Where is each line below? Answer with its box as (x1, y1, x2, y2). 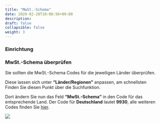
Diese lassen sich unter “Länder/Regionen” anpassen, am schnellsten (5, 79, 147, 85)
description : (5, 16, 32, 21)
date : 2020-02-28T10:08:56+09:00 (5, 12, 73, 17)
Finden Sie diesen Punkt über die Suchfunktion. (5, 85, 101, 90)
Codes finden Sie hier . (5, 104, 50, 110)
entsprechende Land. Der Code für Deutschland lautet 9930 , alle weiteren (5, 99, 156, 105)
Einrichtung (5, 46, 34, 53)
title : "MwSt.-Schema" (5, 7, 51, 12)
